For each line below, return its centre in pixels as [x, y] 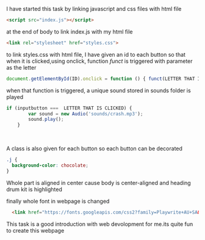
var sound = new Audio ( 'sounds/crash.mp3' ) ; [86, 114]
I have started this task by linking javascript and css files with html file [94, 9]
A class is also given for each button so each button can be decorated [95, 148]
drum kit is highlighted [34, 189]
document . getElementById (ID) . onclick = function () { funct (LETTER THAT [101, 79]
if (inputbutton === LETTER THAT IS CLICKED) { [69, 108]
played [15, 96]
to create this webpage [35, 230]
